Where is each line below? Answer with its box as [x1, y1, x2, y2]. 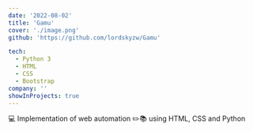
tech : [8, 48, 26, 56]
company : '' [8, 84, 47, 92]
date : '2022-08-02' [8, 11, 73, 20]
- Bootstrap [15, 77, 55, 85]
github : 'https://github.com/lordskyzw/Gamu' [8, 33, 160, 42]
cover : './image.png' [8, 26, 80, 34]
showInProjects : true [8, 92, 80, 99]
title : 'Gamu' [8, 19, 55, 27]
